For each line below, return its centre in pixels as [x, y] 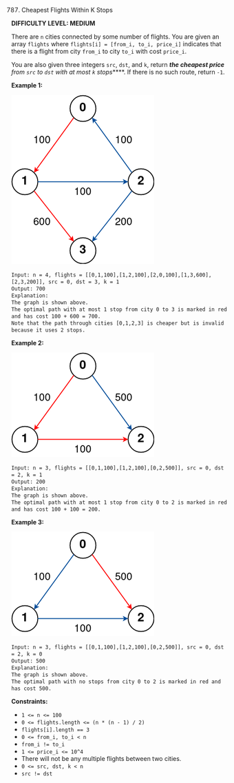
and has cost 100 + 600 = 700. [56, 316]
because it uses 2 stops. [48, 330]
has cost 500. [32, 689]
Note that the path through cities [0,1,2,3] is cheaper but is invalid [118, 323]
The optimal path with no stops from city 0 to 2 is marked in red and [116, 682]
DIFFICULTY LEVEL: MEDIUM [53, 23]
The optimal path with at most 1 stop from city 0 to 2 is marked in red [119, 502]
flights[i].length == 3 [55, 730]
